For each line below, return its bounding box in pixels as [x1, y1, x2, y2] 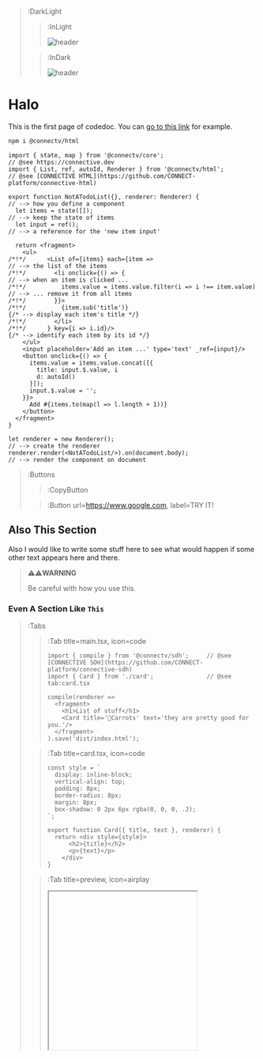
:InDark [47, 53, 71, 62]
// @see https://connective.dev [8, 158, 115, 166]
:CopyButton [47, 485, 88, 494]
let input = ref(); [15, 221, 80, 229]
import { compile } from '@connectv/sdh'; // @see [47, 652, 231, 660]
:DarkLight [27, 7, 62, 16]
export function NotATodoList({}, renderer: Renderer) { [8, 193, 200, 201]
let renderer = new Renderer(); [8, 435, 115, 443]
